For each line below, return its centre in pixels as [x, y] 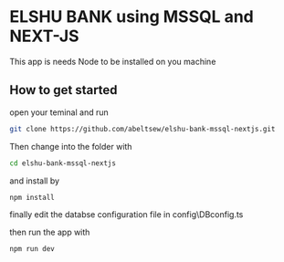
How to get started [63, 90]
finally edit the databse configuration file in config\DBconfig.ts [126, 215]
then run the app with [50, 232]
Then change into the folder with [71, 146]
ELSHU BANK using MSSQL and [131, 17]
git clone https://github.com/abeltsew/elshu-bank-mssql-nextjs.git [142, 129]
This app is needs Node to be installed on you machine [113, 61]
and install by [35, 181]
